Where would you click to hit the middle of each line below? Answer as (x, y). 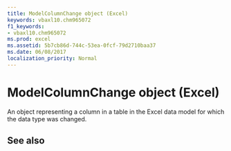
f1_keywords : (26, 26)
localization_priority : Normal (52, 59)
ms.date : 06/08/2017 (37, 52)
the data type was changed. (47, 119)
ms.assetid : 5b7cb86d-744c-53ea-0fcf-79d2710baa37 (82, 46)
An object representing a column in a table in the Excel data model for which (116, 112)
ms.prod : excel (29, 39)
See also (26, 141)
